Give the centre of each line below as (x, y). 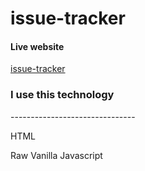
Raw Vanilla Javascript (56, 155)
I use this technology (62, 95)
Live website (37, 46)
